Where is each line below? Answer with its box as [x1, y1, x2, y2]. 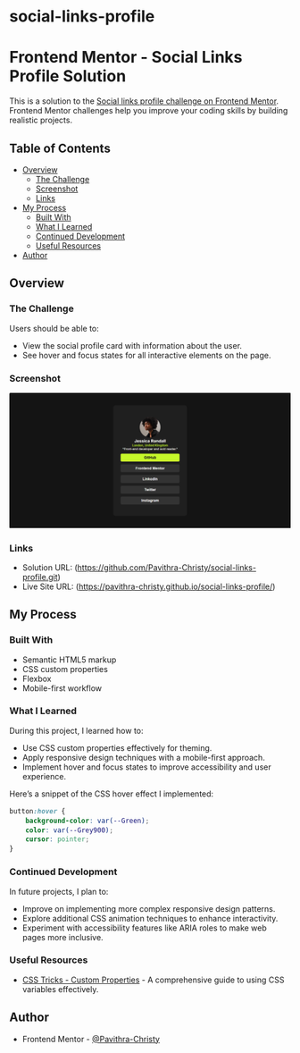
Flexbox [21, 673, 52, 684]
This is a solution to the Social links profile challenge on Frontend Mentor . [9, 96, 279, 106]
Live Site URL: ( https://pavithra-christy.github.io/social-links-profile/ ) [21, 581, 276, 592]
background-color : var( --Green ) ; [25, 816, 150, 825]
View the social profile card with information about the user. [21, 340, 243, 350]
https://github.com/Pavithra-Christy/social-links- [77, 561, 257, 573]
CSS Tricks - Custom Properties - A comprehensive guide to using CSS [21, 974, 285, 985]
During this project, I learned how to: [9, 725, 145, 736]
